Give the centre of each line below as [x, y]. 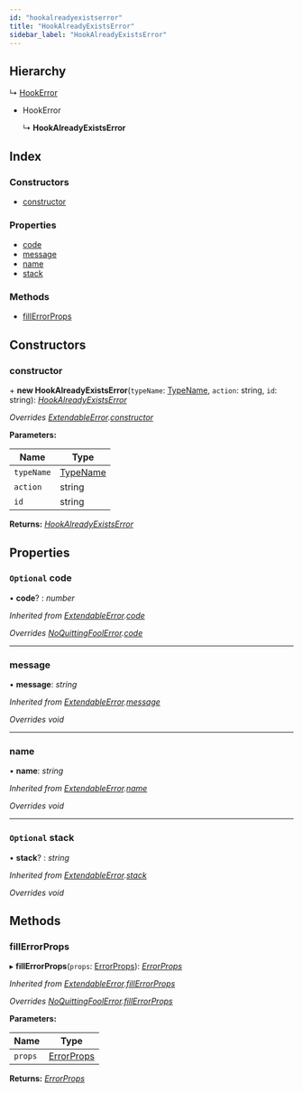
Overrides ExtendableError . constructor [82, 417]
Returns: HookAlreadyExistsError [71, 524]
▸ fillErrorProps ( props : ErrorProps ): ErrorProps [96, 967]
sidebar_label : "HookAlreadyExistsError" [88, 34]
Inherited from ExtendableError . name [78, 789]
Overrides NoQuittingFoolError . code [76, 632]
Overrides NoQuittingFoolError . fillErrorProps [91, 1001]
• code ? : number [42, 598]
